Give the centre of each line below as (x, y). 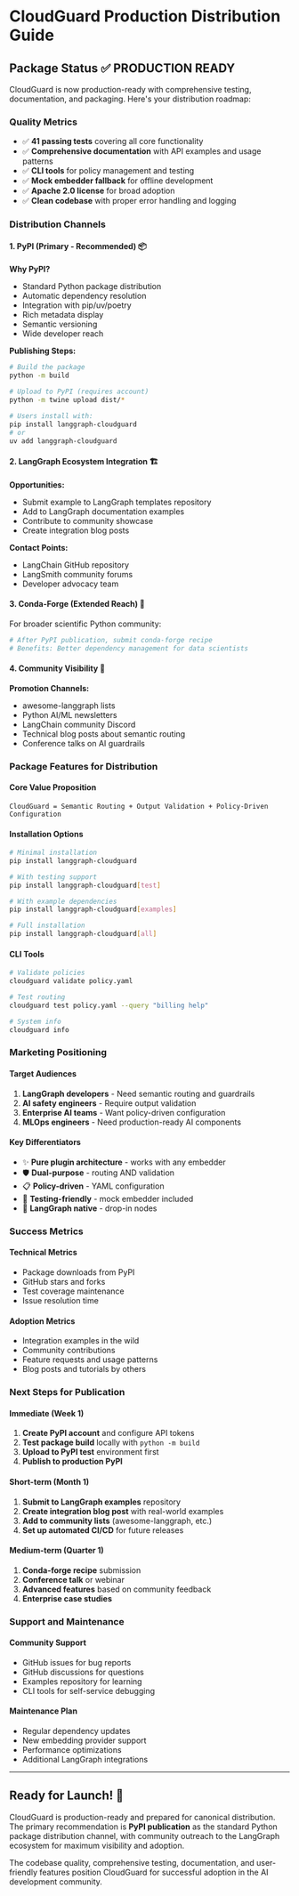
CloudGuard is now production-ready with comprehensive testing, (130, 89)
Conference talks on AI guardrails (83, 743)
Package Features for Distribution (84, 766)
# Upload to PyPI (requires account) (79, 392)
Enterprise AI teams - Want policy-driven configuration (124, 1112)
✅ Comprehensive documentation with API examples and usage (141, 151)
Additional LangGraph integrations (85, 1760)
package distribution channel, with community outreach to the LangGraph (145, 1835)
